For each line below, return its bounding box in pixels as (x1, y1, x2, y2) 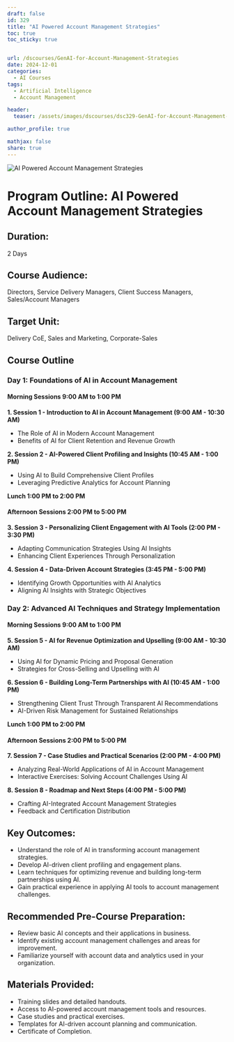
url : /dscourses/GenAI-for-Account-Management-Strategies (7, 55, 179, 62)
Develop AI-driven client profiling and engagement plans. (17, 861, 182, 869)
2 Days (7, 249, 28, 258)
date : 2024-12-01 (7, 61, 58, 68)
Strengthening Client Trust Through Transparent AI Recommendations (17, 699, 219, 708)
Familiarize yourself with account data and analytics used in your (17, 951, 204, 960)
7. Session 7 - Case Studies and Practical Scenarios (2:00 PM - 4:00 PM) (7, 752, 221, 760)
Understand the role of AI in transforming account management (17, 846, 200, 854)
